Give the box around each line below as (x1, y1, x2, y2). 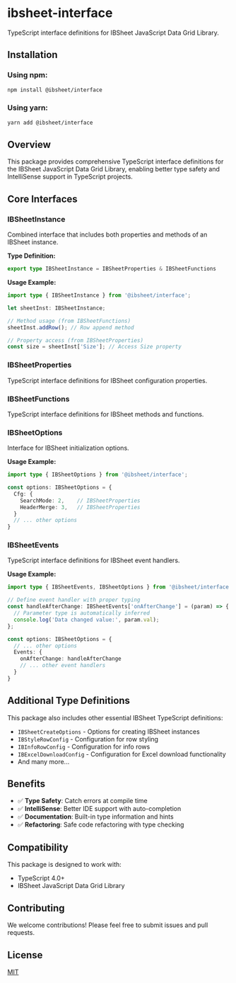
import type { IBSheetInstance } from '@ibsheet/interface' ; (7, 292, 191, 299)
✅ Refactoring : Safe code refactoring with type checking (17, 820, 184, 829)
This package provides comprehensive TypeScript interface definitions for (7, 157, 224, 166)
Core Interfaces (7, 193, 78, 205)
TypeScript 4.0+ (17, 874, 65, 882)
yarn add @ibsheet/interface (7, 119, 93, 126)
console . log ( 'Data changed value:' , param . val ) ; (13, 616, 160, 623)
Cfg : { (13, 490, 33, 497)
